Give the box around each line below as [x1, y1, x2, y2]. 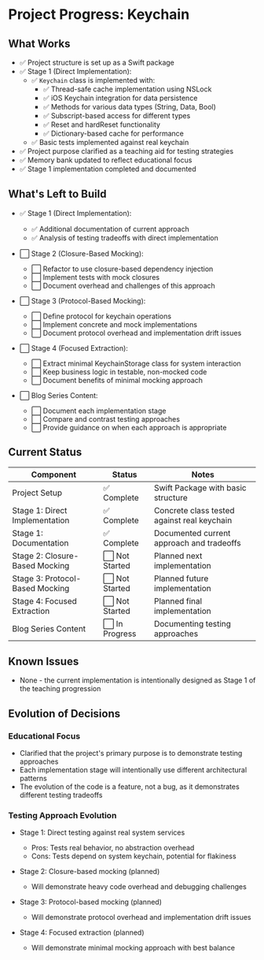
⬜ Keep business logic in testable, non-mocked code [31, 367, 207, 376]
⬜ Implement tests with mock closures [31, 272, 159, 281]
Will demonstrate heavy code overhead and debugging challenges [31, 882, 247, 891]
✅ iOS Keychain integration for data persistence [42, 93, 198, 102]
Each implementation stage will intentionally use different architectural [19, 765, 247, 775]
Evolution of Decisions [8, 707, 121, 720]
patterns [19, 774, 47, 783]
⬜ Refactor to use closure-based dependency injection [31, 264, 214, 273]
